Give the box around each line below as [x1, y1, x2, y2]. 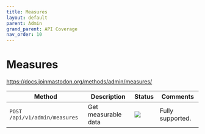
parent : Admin [6, 20, 43, 26]
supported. [159, 114, 192, 122]
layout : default [6, 15, 48, 21]
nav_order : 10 [6, 32, 43, 38]
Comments [161, 93, 194, 101]
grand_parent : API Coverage [6, 26, 78, 32]
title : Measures [6, 9, 48, 15]
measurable [87, 110, 122, 119]
